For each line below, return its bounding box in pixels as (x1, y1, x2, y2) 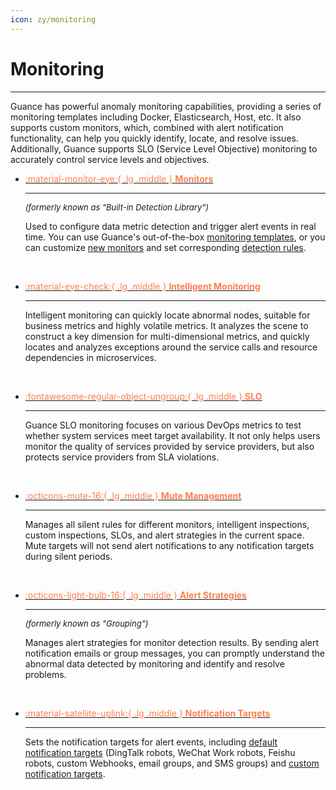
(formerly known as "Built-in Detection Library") (24, 201, 209, 213)
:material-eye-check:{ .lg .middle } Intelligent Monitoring (24, 280, 261, 292)
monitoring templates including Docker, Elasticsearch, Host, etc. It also (10, 111, 302, 123)
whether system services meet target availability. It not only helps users (24, 429, 321, 441)
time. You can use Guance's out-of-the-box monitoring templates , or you (24, 231, 326, 243)
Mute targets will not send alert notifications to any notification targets (24, 539, 315, 551)
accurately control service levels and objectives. (10, 153, 210, 165)
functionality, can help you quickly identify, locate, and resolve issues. (10, 132, 299, 144)
